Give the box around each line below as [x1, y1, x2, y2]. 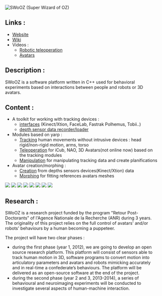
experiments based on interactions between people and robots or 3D [5, 84, 144, 90]
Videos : [12, 42, 29, 48]
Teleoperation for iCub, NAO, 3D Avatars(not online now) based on [19, 147, 153, 153]
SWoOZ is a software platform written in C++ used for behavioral [5, 79, 135, 85]
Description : [5, 66, 45, 75]
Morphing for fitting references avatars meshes [19, 173, 114, 179]
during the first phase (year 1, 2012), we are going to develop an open [12, 244, 152, 250]
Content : [5, 103, 34, 112]
